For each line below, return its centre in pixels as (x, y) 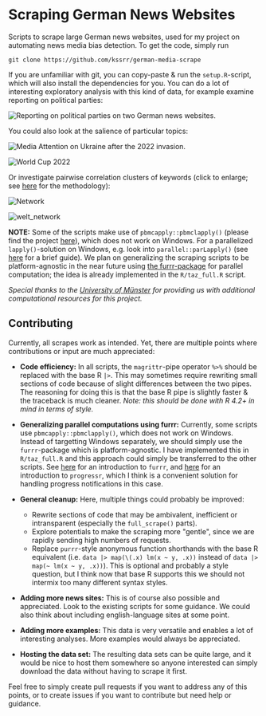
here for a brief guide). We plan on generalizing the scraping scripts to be (129, 258)
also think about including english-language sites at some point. (124, 615)
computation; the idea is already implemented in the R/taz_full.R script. (127, 274)
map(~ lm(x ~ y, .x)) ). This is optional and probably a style (130, 565)
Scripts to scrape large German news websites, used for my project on (124, 37)
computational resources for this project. (75, 298)
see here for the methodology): (59, 186)
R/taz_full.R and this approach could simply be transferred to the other (138, 458)
